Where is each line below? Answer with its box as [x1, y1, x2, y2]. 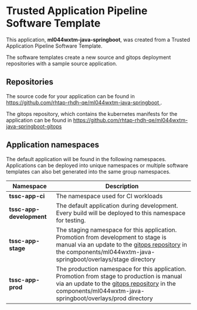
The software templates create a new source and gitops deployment [6, 54, 171, 61]
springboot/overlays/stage [56, 255, 130, 263]
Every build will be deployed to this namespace [56, 209, 186, 217]
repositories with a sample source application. [6, 60, 117, 67]
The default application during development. [56, 201, 178, 209]
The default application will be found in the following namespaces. [6, 155, 167, 162]
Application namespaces [6, 140, 100, 150]
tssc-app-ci [9, 192, 45, 200]
